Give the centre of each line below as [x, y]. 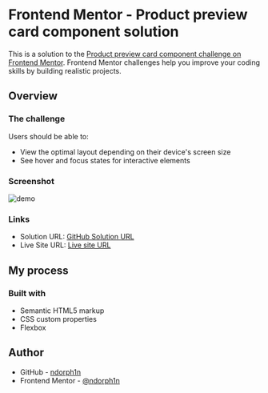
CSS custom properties [58, 319]
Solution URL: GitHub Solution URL [77, 237]
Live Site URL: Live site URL [65, 245]
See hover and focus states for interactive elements [105, 160]
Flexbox [33, 327]
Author [26, 353]
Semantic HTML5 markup [62, 311]
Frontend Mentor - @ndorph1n [70, 380]
